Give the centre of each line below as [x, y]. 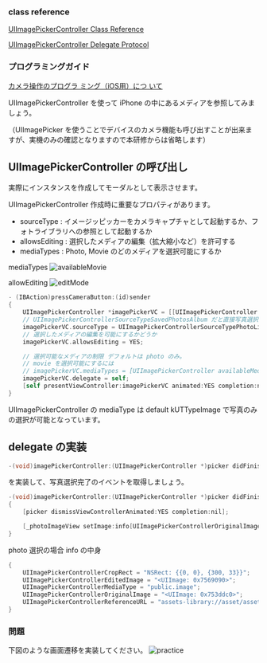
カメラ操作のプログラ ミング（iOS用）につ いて [85, 85]
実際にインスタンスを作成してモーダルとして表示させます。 [105, 188]
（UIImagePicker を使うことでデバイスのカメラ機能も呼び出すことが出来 [127, 129]
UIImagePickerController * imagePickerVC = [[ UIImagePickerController [140, 312]
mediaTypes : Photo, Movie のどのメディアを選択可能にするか [120, 251]
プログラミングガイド [49, 67]
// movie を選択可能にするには [68, 364]
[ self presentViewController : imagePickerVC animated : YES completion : [140, 386]
